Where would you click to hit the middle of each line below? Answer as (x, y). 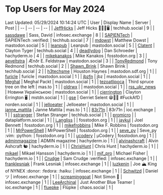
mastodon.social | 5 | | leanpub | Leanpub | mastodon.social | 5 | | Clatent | (80, 45)
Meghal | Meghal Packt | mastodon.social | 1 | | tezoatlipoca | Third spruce (80, 81)
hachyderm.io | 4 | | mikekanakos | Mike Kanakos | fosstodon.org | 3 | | (76, 56)
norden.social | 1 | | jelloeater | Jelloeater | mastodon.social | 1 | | (70, 104)
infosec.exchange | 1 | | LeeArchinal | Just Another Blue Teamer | (70, 182)
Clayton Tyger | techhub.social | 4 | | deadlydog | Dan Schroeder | (71, 50)
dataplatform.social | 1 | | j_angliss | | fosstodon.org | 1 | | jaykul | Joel (74, 120)
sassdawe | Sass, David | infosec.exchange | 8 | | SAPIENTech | (69, 35)
